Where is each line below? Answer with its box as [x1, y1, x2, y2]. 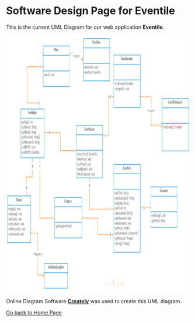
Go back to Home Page [6, 309, 62, 316]
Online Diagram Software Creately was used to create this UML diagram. [6, 297, 182, 304]
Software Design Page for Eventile [6, 4, 175, 18]
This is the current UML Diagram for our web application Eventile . [6, 23, 165, 30]
